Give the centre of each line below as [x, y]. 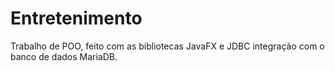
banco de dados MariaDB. [64, 56]
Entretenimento [76, 18]
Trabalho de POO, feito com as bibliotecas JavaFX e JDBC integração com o [167, 46]
